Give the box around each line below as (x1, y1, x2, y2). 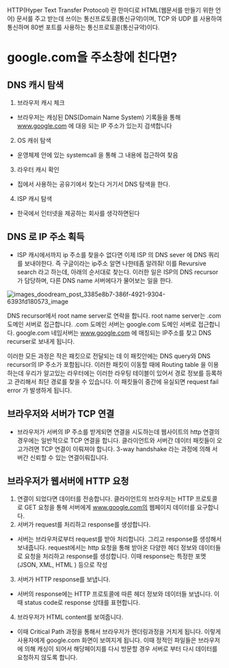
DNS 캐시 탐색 (7, 79, 64, 91)
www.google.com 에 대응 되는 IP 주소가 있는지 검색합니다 (16, 122, 172, 130)
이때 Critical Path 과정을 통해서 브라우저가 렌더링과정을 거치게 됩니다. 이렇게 (16, 628, 221, 636)
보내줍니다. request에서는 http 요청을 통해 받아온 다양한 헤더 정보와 (16, 544, 198, 552)
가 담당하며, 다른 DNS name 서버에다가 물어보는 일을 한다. (16, 276, 173, 285)
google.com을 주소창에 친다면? (7, 50, 178, 65)
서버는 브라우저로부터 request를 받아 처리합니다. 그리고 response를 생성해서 (16, 535, 222, 543)
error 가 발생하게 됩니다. (7, 386, 72, 394)
